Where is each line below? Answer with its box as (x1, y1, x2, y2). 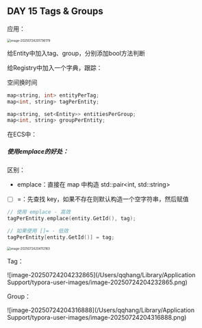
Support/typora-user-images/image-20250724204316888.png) (7, 313, 187, 321)
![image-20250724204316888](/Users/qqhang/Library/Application (7, 305, 195, 314)
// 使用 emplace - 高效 (7, 209, 71, 215)
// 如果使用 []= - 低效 (7, 228, 68, 235)
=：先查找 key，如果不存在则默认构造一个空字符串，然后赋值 (16, 195, 190, 203)
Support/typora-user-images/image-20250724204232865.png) (7, 278, 188, 286)
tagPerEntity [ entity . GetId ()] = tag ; (7, 233, 115, 241)
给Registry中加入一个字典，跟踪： (7, 63, 103, 71)
